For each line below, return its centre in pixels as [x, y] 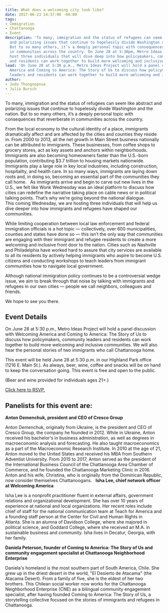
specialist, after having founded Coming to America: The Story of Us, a [78, 594]
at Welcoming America [29, 486]
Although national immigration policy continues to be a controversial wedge [83, 275]
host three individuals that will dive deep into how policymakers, [82, 56]
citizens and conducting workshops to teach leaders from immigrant [75, 260]
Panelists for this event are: [49, 405]
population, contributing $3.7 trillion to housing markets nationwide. [75, 160]
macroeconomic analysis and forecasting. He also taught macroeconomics [82, 443]
